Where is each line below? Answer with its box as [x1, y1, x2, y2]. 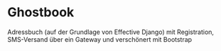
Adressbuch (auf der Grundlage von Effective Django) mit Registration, [7, 28, 215, 36]
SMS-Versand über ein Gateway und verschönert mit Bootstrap [7, 35, 193, 43]
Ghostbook [7, 4, 75, 21]
